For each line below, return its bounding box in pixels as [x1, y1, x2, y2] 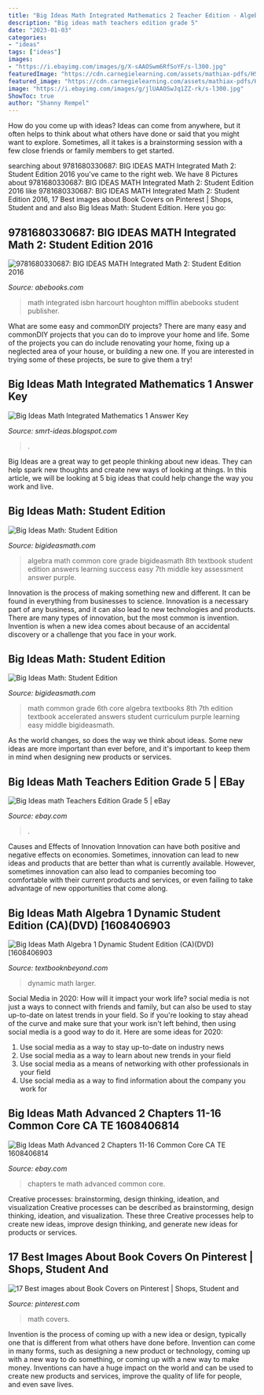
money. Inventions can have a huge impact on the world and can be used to [8, 1363, 254, 1372]
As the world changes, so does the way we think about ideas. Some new [8, 736, 244, 745]
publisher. [27, 306, 60, 316]
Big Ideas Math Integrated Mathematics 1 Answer [8, 378, 254, 391]
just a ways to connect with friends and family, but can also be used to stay [8, 1002, 252, 1011]
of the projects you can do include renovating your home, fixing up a [8, 338, 230, 347]
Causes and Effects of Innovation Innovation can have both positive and [8, 842, 241, 851]
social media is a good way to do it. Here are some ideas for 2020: [8, 1028, 223, 1036]
